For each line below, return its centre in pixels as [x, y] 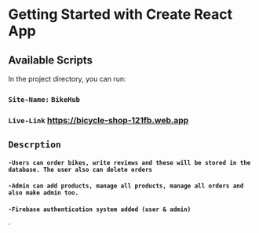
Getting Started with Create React [120, 15]
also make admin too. [44, 193]
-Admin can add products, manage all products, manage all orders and [126, 186]
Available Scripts [50, 60]
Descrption [35, 145]
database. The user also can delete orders [80, 169]
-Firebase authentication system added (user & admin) [100, 209]
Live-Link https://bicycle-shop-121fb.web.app [98, 120]
